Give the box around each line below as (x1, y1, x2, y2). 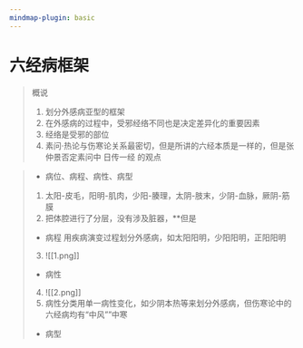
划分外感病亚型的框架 (44, 106, 125, 117)
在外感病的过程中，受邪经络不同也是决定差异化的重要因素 (44, 117, 260, 128)
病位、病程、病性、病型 (44, 170, 133, 181)
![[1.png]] (44, 250, 80, 261)
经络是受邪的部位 (44, 129, 110, 140)
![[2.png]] (44, 286, 82, 297)
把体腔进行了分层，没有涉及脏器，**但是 (44, 212, 197, 223)
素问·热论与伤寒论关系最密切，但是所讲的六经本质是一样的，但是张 (44, 140, 295, 150)
